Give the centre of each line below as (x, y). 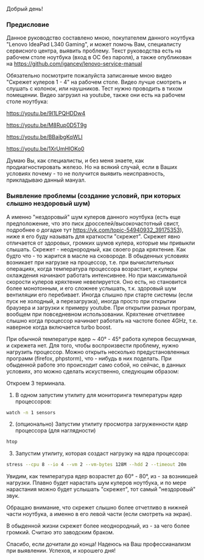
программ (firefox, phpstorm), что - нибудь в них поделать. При (89, 358)
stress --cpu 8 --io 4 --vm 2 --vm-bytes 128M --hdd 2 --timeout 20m (97, 465)
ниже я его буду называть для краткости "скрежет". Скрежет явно (93, 236)
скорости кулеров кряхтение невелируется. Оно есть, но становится (97, 282)
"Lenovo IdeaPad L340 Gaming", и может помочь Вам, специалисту (94, 45)
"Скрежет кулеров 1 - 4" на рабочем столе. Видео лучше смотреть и (96, 82)
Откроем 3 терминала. (36, 383)
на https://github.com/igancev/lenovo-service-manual (74, 64)
